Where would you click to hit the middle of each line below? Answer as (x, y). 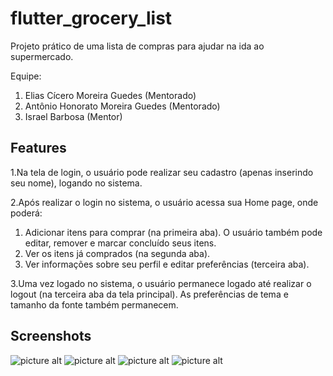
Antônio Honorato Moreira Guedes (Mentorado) (122, 106)
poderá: (26, 213)
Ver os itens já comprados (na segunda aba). (117, 253)
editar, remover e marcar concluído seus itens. (120, 243)
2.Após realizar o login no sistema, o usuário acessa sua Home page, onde (164, 202)
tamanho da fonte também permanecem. (94, 304)
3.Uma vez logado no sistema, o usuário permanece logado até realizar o (161, 283)
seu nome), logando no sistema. (76, 183)
